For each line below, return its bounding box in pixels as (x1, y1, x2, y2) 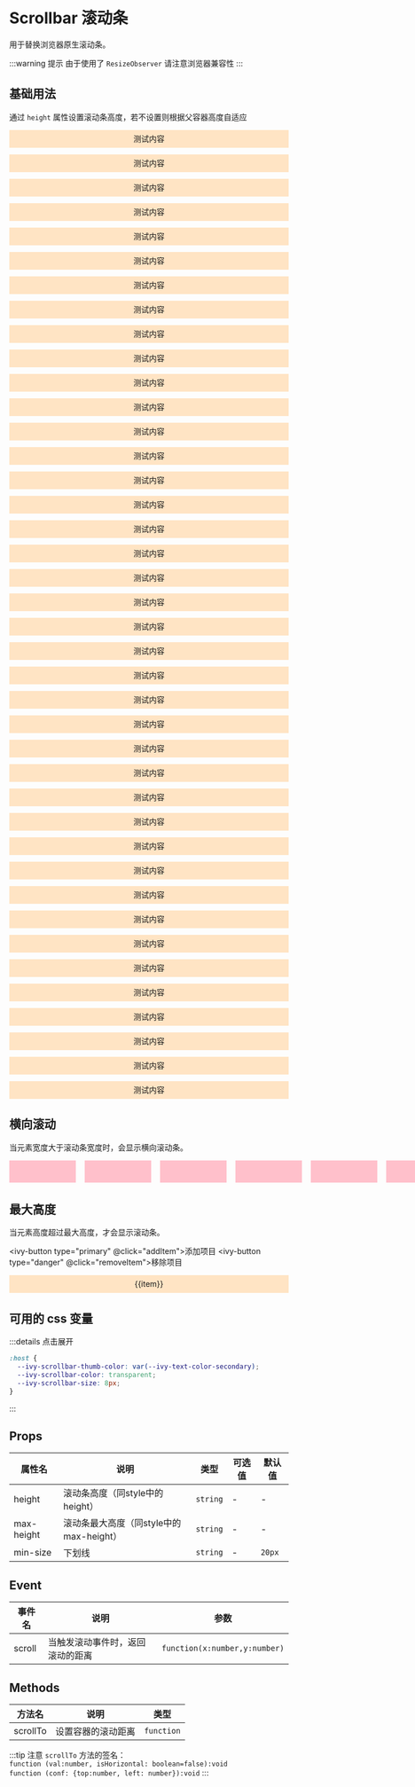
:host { (9, 1354, 38, 1363)
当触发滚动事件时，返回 (47, 1636, 146, 1649)
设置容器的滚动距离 (55, 1726, 136, 1737)
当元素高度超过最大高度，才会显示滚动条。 (9, 1227, 165, 1238)
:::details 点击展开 (9, 1336, 74, 1347)
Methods (9, 1680, 60, 1695)
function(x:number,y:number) (161, 1643, 285, 1654)
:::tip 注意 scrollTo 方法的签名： (9, 1750, 126, 1760)
